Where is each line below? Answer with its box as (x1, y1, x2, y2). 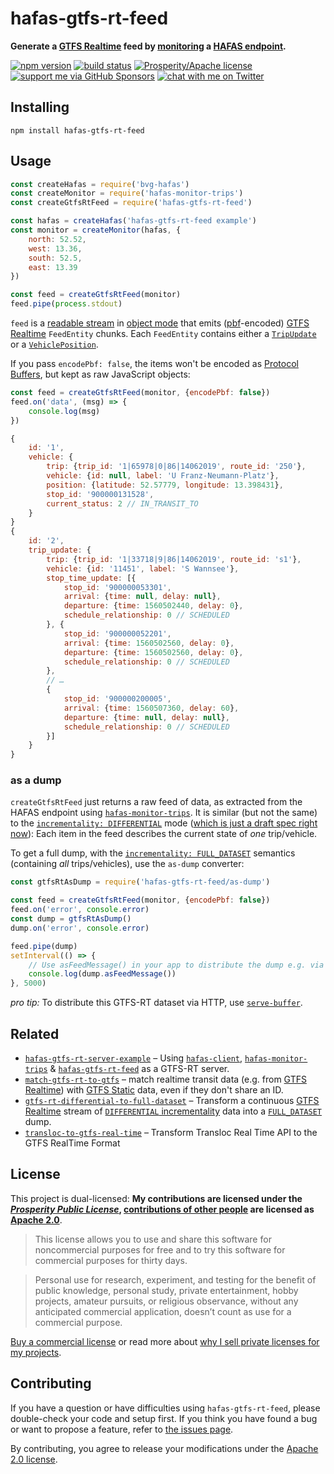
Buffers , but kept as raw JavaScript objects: (10, 368, 191, 381)
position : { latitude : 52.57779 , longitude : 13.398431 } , (46, 480, 284, 490)
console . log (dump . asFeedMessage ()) (28, 969, 177, 979)
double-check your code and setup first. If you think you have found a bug (10, 1412, 318, 1424)
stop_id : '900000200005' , (63, 694, 172, 704)
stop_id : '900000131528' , (46, 489, 155, 499)
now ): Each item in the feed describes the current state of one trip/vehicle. (10, 828, 318, 840)
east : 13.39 (28, 262, 78, 272)
